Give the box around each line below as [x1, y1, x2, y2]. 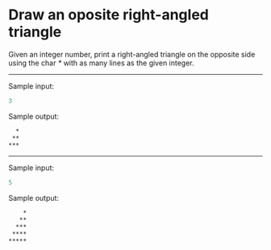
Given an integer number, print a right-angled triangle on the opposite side [8, 49, 256, 59]
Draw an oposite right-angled [8, 6, 210, 24]
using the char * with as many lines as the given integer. [8, 58, 195, 68]
